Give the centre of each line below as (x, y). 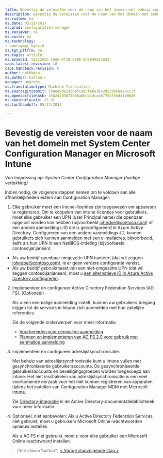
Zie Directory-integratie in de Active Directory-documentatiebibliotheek (83, 401)
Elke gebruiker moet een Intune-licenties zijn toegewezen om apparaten (84, 207)
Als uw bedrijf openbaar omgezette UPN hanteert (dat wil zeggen (77, 258)
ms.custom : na (19, 19)
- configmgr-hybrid (25, 46)
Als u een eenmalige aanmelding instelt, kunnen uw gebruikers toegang (83, 302)
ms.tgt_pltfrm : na (24, 50)
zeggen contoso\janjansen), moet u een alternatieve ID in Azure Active (82, 273)
